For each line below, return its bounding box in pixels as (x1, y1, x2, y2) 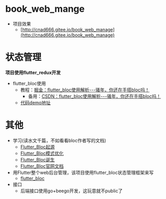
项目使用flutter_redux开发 (5, 69, 61, 75)
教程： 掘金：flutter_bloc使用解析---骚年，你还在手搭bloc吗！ (20, 87, 150, 93)
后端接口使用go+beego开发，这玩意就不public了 (20, 188, 123, 194)
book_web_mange (5, 3, 85, 15)
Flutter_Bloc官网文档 (20, 163, 64, 169)
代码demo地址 (20, 99, 51, 106)
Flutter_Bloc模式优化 (20, 150, 64, 156)
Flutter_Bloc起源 (20, 144, 55, 150)
